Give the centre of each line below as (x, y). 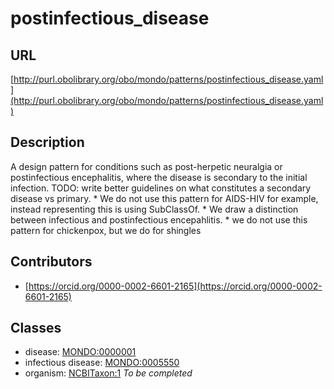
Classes (36, 328)
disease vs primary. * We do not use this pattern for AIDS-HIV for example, (164, 198)
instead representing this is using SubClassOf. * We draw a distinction (154, 209)
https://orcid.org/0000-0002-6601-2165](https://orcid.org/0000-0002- (175, 286)
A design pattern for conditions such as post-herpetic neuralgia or (146, 166)
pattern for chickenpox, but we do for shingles (106, 230)
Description (47, 142)
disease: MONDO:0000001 (80, 352)
